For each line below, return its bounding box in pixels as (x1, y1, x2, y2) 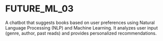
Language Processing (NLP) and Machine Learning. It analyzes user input (5, 24, 158, 30)
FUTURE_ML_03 (5, 3, 74, 14)
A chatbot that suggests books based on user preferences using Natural (5, 19, 155, 25)
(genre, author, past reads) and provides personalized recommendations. (5, 30, 157, 36)
